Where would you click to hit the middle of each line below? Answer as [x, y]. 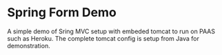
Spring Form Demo [62, 13]
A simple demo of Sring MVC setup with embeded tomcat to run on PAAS [111, 31]
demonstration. [29, 45]
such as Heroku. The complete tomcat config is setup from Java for [103, 38]
